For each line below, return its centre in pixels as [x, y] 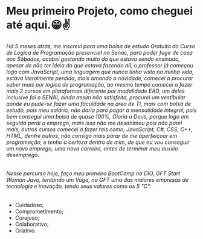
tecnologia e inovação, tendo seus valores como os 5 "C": [79, 186]
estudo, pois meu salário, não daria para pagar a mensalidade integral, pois [101, 110]
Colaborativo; [32, 224]
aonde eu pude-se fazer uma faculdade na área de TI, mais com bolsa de [99, 104]
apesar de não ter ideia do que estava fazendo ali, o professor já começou [100, 65]
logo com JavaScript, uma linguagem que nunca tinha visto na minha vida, [100, 72]
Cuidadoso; [29, 205]
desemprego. [23, 155]
